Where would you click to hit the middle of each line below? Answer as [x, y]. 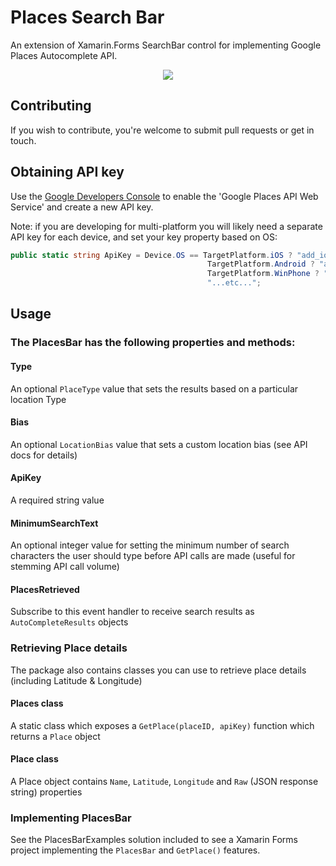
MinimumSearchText [54, 523]
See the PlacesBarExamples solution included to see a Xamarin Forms [154, 840]
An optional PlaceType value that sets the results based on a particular [154, 388]
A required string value [57, 500]
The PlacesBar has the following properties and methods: [153, 343]
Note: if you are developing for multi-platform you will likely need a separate [166, 226]
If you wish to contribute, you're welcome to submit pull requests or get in [162, 130]
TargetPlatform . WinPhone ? [263, 274]
